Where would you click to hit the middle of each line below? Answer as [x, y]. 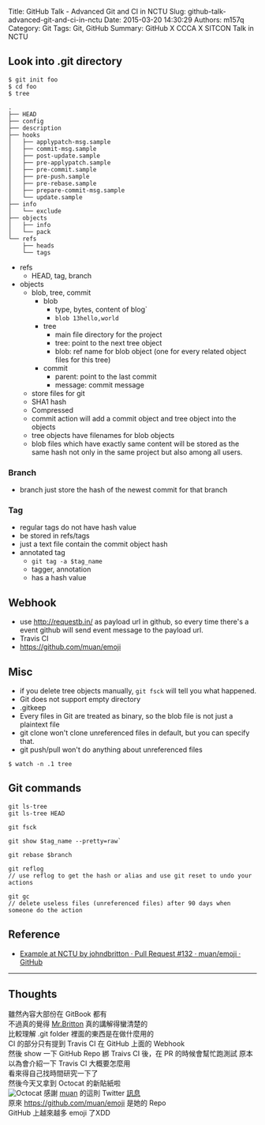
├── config [26, 121]
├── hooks [24, 135]
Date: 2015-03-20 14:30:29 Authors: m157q [174, 20]
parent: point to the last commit [106, 376]
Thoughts [33, 994]
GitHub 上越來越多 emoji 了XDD [59, 1113]
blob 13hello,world [87, 318]
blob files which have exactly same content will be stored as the [135, 444]
